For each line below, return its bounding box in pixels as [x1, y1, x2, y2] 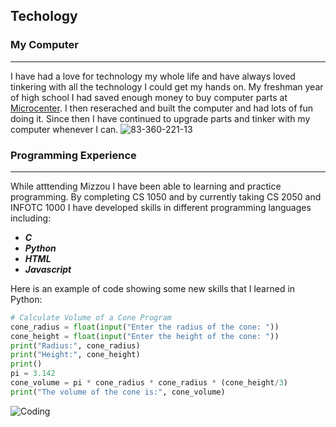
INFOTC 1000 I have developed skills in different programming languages [10, 201, 312, 213]
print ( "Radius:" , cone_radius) [10, 340, 141, 351]
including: [10, 212, 52, 224]
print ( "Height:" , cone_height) [10, 350, 141, 360]
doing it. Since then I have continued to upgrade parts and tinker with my [10, 112, 311, 124]
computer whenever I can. [10, 123, 119, 135]
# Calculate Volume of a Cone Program [10, 312, 172, 323]
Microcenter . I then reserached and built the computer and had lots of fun [10, 102, 314, 114]
